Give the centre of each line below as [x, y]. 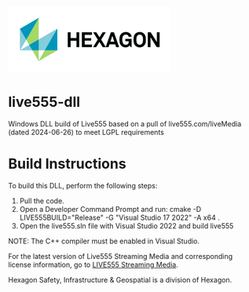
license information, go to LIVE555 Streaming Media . [93, 265]
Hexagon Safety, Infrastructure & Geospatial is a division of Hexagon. [120, 279]
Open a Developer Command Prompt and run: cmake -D [110, 209]
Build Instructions [68, 164]
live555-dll [44, 102]
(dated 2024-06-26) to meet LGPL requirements [86, 132]
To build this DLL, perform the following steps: [83, 185]
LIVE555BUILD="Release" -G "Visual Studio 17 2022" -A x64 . [119, 217]
